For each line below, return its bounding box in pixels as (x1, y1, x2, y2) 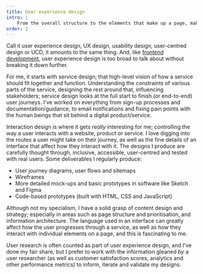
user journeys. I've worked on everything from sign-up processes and (6, 99, 181, 106)
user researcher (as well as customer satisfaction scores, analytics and (6, 255, 184, 262)
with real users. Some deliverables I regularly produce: (6, 155, 143, 163)
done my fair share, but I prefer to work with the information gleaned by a (6, 248, 189, 255)
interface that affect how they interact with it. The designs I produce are (6, 142, 185, 150)
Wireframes (14, 173, 45, 181)
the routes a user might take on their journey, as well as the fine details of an (6, 136, 196, 144)
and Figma (14, 186, 42, 194)
